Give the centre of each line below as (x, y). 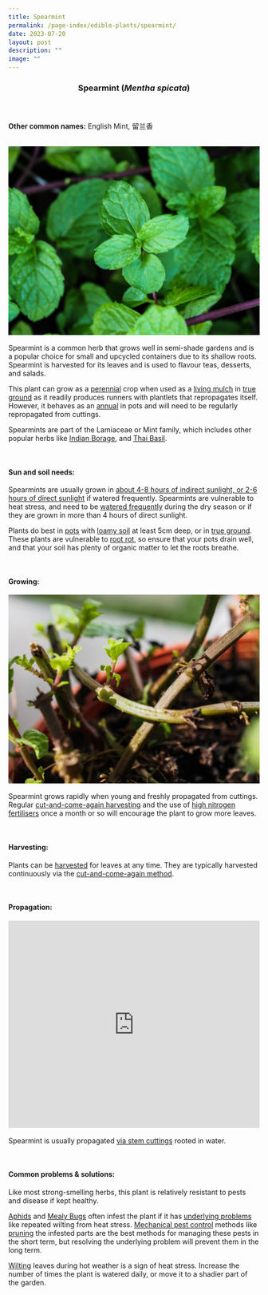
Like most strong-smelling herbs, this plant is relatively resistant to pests (127, 1192)
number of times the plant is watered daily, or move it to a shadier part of (128, 1273)
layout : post (30, 42)
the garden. (27, 1282)
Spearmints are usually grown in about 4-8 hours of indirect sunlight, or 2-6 (133, 490)
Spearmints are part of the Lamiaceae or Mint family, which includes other (130, 429)
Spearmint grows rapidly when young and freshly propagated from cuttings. (133, 796)
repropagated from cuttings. (55, 414)
